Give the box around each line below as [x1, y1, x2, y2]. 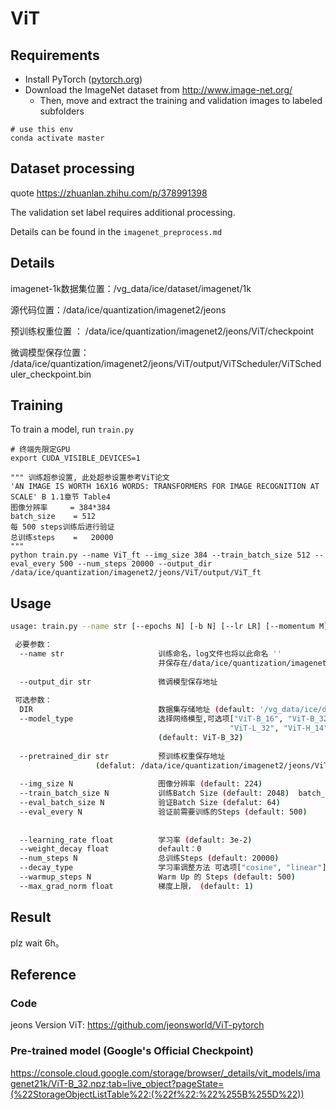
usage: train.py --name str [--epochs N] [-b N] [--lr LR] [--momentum [10, 622, 315, 632]
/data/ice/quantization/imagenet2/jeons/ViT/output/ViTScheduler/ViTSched [10, 357, 322, 369]
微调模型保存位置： [10, 346, 90, 358]
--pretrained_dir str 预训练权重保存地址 [19, 751, 226, 761]
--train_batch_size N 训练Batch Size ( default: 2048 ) [19, 788, 290, 799]
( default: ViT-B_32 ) [158, 732, 244, 742]
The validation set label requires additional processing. [10, 206, 236, 218]
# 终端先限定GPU [10, 445, 71, 455]
